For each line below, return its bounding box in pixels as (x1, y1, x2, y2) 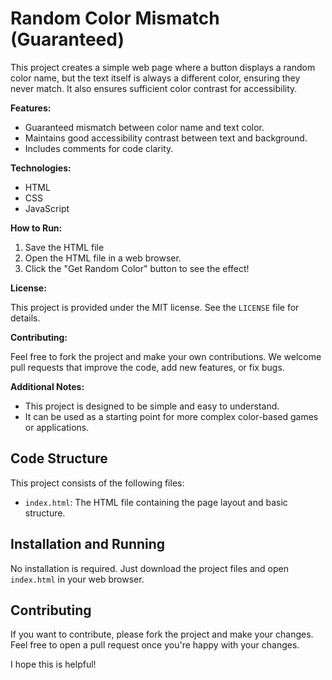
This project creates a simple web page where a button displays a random (10, 61, 316, 73)
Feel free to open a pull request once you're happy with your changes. (10, 639, 300, 651)
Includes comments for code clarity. (24, 142, 174, 154)
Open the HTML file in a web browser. (24, 252, 182, 264)
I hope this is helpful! (10, 658, 97, 671)
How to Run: (10, 222, 63, 234)
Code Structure (10, 450, 108, 467)
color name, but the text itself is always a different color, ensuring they (10, 72, 301, 84)
